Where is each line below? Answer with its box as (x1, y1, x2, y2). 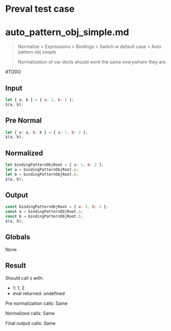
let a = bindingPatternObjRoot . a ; (5, 167, 79, 172)
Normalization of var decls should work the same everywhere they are (17, 59, 166, 65)
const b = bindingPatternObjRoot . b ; (5, 214, 83, 219)
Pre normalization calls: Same (5, 300, 68, 306)
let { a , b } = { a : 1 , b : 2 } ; (5, 97, 74, 102)
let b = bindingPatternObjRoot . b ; (5, 172, 79, 177)
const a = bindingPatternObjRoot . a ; (5, 209, 83, 214)
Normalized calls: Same (5, 310, 55, 316)
